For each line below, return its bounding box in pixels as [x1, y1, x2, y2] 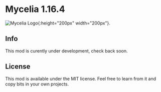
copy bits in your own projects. [5, 81, 69, 87]
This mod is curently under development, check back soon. [5, 47, 128, 53]
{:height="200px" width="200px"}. [38, 20, 110, 26]
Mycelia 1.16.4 [5, 3, 65, 15]
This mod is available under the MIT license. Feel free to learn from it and [5, 75, 156, 81]
